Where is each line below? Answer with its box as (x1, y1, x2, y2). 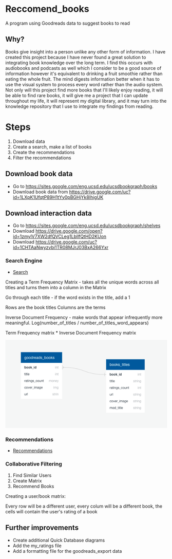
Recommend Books (12, 483, 54, 489)
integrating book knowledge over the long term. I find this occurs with (5, 60, 153, 66)
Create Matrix (12, 477, 42, 483)
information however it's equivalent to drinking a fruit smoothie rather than (5, 70, 163, 77)
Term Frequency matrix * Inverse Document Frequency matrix (5, 329, 137, 336)
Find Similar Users (12, 472, 52, 478)
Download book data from (12, 189, 68, 195)
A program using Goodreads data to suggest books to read (5, 20, 130, 26)
